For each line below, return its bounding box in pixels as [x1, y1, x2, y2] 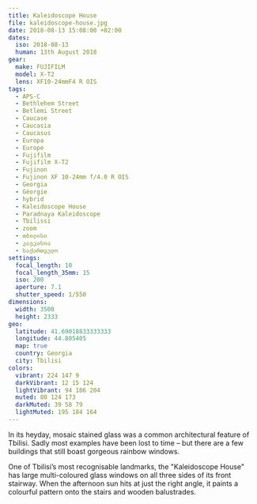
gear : [8, 56, 26, 64]
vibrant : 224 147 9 [15, 371, 80, 379]
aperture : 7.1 [15, 284, 62, 291]
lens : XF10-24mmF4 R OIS [15, 77, 97, 85]
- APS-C [15, 92, 41, 100]
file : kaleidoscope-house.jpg [8, 19, 108, 27]
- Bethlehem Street [15, 100, 80, 107]
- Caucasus [15, 129, 51, 137]
